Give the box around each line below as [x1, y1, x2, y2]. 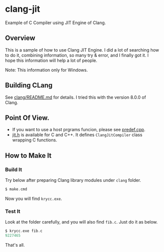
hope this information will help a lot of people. [5, 57, 97, 63]
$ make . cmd [5, 187, 27, 192]
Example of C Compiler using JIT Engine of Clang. [5, 20, 106, 26]
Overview [5, 34, 36, 42]
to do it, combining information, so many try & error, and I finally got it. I [5, 52, 149, 58]
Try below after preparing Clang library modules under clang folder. [5, 177, 141, 183]
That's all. [5, 242, 25, 248]
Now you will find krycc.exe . [5, 196, 62, 201]
